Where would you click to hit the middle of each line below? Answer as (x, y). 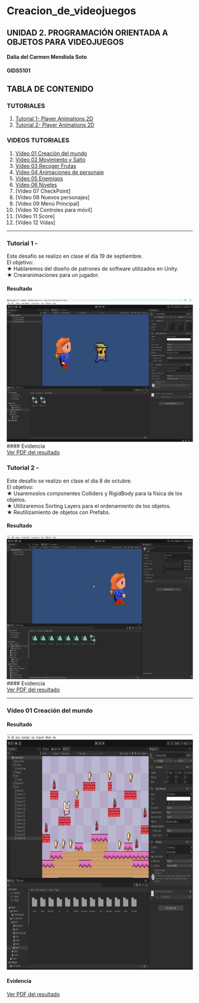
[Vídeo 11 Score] (35, 216)
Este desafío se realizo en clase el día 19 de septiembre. (75, 256)
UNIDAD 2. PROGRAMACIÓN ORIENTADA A (87, 33)
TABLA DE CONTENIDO (50, 89)
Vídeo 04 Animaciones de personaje (59, 172)
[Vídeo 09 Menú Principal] (47, 203)
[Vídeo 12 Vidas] (35, 222)
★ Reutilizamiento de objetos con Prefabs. (58, 512)
